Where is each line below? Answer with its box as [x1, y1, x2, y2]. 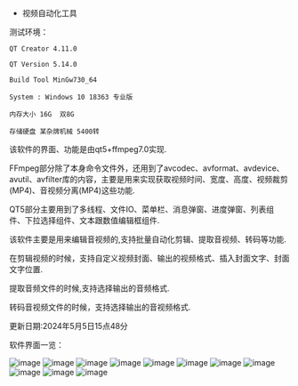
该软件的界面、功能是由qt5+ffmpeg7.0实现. [9, 144, 167, 154]
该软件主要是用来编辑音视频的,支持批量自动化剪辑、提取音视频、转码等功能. [9, 234, 287, 245]
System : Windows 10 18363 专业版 [9, 92, 133, 101]
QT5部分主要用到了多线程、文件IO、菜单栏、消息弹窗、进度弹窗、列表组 [9, 204, 275, 214]
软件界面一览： [9, 340, 64, 350]
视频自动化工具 [21, 8, 77, 18]
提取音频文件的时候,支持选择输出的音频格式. [9, 283, 171, 294]
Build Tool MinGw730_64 [9, 76, 98, 84]
